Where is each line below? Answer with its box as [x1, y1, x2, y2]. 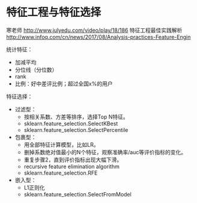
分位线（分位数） [14, 66, 58, 73]
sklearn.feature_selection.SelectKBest [23, 120, 118, 127]
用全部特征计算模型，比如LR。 [23, 141, 99, 148]
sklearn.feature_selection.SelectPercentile [23, 126, 129, 133]
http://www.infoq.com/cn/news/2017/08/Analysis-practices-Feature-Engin [6, 33, 191, 40]
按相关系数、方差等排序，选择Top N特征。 [23, 113, 129, 120]
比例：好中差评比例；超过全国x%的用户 [14, 80, 113, 87]
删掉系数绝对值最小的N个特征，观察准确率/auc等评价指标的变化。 [23, 148, 187, 155]
